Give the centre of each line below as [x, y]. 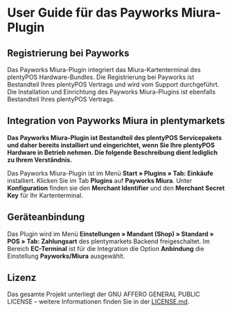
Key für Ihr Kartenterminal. [45, 195]
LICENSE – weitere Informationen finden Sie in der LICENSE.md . [98, 302]
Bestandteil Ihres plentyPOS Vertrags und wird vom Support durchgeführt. [113, 84]
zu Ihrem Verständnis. [40, 159]
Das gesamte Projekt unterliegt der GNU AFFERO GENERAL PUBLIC [104, 294]
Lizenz [22, 278]
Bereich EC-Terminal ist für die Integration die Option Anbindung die [106, 248]
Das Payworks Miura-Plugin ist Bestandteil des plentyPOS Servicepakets [115, 137]
